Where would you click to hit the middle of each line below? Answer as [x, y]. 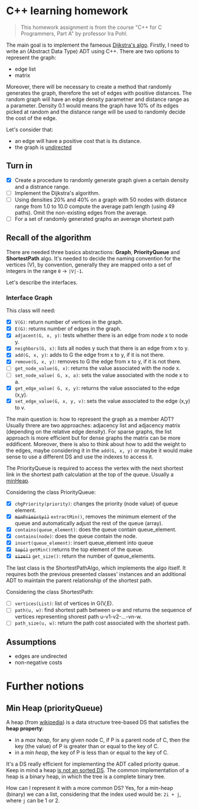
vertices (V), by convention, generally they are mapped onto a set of [89, 265]
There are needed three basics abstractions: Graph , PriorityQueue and [93, 252]
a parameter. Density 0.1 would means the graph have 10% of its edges [92, 105]
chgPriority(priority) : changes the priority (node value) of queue [96, 503]
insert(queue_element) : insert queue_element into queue [84, 542]
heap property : [25, 728]
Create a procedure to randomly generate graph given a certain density [102, 180]
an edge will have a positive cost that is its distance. [78, 141]
